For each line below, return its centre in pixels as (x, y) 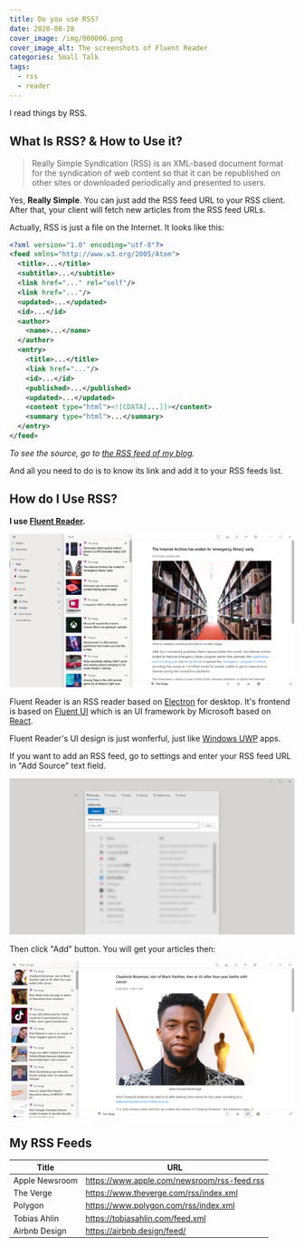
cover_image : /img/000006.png (66, 38)
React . (21, 721)
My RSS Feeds (51, 1142)
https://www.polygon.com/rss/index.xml (160, 1205)
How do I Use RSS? (63, 499)
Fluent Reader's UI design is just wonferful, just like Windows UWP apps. (145, 738)
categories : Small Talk (54, 58)
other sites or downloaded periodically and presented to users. (149, 182)
